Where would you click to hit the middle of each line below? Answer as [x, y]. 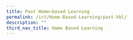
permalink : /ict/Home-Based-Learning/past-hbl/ [67, 17]
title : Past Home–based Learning [48, 11]
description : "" [26, 22]
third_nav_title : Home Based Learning [55, 28]
